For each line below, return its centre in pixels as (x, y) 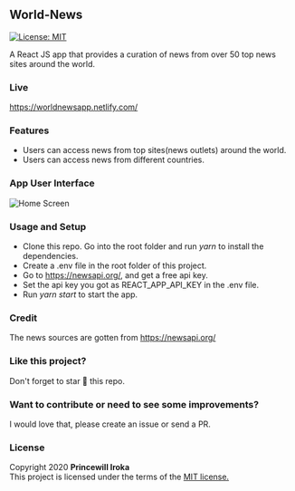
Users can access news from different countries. (114, 160)
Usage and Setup (48, 226)
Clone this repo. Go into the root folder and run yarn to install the (143, 246)
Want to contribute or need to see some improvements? (134, 404)
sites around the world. (52, 63)
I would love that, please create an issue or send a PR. (110, 424)
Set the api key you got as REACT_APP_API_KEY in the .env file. (141, 285)
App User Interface (52, 183)
